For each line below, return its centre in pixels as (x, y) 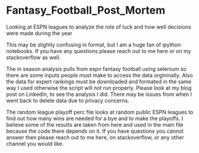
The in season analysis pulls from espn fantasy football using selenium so (97, 68)
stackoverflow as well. (34, 57)
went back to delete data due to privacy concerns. (68, 100)
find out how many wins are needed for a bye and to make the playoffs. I (95, 118)
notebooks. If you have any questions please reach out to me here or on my (99, 51)
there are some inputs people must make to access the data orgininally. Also (99, 75)
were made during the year (39, 33)
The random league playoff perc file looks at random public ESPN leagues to (100, 112)
